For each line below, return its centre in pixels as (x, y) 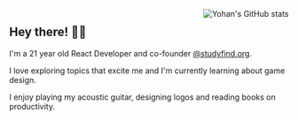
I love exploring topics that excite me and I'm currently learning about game (147, 71)
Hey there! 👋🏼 (48, 32)
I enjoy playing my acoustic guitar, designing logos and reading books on (143, 97)
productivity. (32, 106)
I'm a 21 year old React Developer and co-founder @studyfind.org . (131, 53)
